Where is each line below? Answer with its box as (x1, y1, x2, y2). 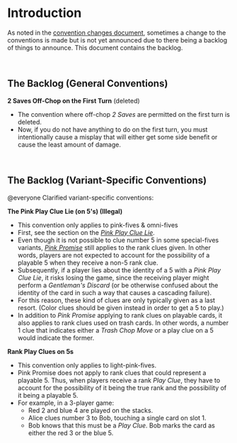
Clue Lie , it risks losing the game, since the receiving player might (17, 273, 209, 282)
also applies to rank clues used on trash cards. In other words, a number (17, 318, 229, 327)
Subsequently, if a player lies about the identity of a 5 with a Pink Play (17, 265, 221, 274)
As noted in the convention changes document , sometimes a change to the (7, 28, 226, 37)
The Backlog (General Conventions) (7, 78, 168, 90)
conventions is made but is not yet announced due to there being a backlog (7, 35, 228, 44)
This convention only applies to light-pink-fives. (17, 361, 157, 369)
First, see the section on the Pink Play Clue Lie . (17, 228, 156, 236)
